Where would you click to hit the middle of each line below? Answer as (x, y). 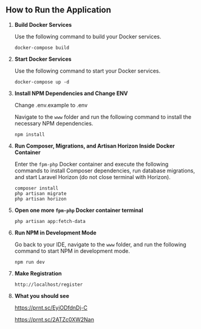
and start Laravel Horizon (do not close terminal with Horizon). (92, 177)
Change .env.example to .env (51, 105)
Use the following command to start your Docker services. (87, 71)
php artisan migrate (40, 193)
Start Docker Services (43, 59)
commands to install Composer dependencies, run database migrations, (105, 171)
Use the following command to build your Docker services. (88, 37)
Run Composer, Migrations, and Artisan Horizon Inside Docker (95, 146)
